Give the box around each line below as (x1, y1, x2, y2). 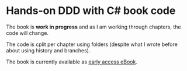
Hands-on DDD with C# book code (6, 4, 176, 17)
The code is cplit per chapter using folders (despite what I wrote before (6, 41, 178, 48)
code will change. (6, 29, 49, 36)
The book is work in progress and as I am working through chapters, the (6, 23, 181, 30)
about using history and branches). (6, 47, 91, 54)
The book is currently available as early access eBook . (6, 58, 137, 65)
